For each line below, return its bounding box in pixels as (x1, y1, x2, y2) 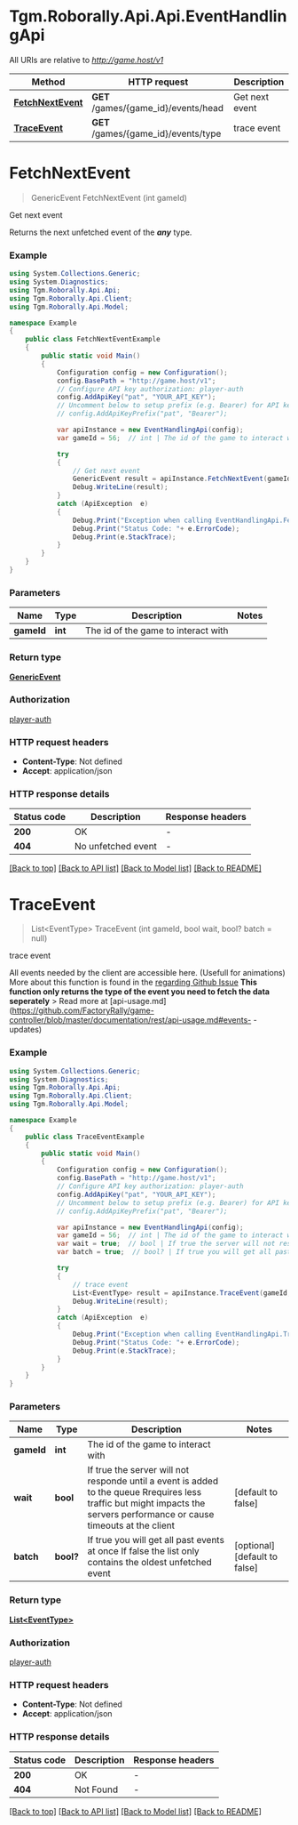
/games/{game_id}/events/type (91, 127, 222, 140)
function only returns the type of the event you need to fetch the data (9, 986, 271, 997)
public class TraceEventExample (25, 1132, 145, 1141)
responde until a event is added (87, 1475, 219, 1487)
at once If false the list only (87, 1545, 200, 1557)
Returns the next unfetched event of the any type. (9, 227, 192, 237)
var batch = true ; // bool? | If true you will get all (56, 1248, 272, 1257)
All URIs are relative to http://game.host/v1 (9, 54, 164, 65)
